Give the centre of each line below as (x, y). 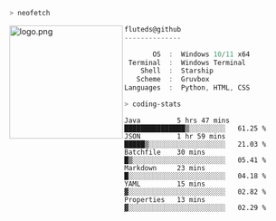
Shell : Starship (177, 71)
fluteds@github (153, 29)
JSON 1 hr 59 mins (175, 136)
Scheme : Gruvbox (173, 80)
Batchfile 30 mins (165, 152)
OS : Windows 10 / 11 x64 (201, 54)
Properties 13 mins (165, 199)
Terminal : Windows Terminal (187, 62)
